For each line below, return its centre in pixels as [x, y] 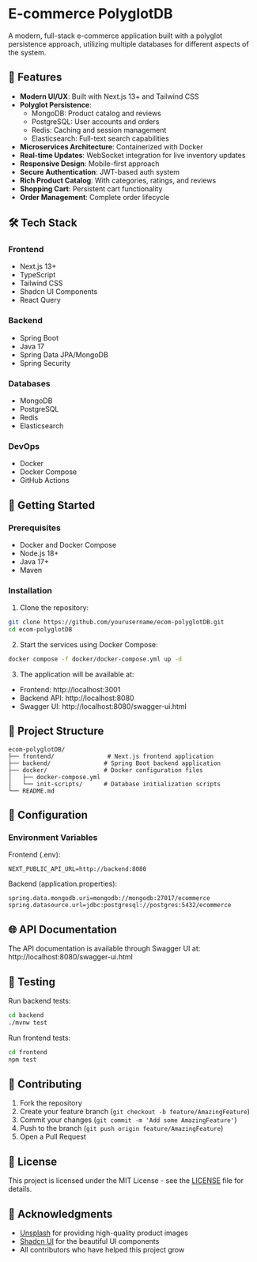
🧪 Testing [32, 982]
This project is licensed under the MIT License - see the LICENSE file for [126, 1181]
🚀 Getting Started [52, 505]
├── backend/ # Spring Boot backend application [115, 763]
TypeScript [38, 275]
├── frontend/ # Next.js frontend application [111, 756]
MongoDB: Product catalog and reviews [96, 113]
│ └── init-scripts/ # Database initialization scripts [115, 784]
